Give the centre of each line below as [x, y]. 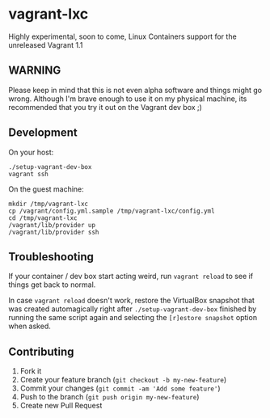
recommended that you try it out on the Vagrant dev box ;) [105, 107]
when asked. [30, 326]
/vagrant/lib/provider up [52, 225]
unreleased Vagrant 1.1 [46, 44]
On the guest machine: [46, 189]
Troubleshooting [51, 257]
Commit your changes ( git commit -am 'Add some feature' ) [120, 388]
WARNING [35, 71]
